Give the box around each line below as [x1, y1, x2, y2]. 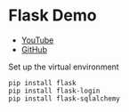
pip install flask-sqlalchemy [8, 94, 121, 103]
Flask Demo [8, 5, 97, 26]
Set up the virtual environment [8, 61, 119, 72]
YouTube [20, 35, 54, 45]
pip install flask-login [8, 86, 101, 95]
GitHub [20, 44, 48, 54]
